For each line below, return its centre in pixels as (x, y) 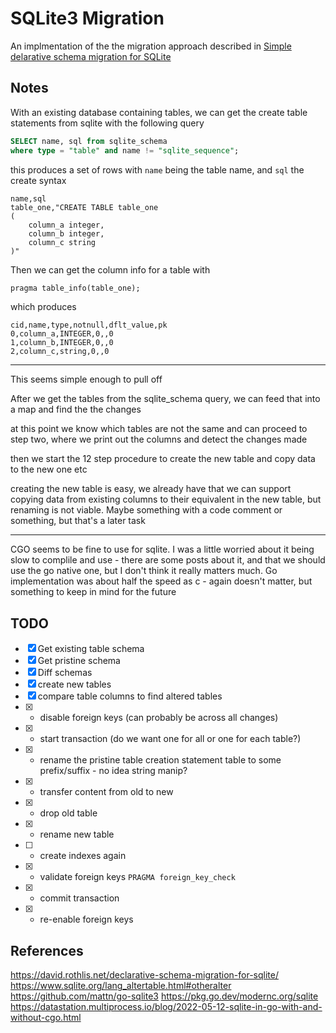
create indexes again (83, 856)
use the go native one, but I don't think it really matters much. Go (144, 571)
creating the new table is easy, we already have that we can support (151, 489)
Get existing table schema (91, 649)
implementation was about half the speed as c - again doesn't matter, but (161, 581)
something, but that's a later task (78, 521)
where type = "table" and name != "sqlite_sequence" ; (125, 150)
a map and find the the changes (76, 409)
